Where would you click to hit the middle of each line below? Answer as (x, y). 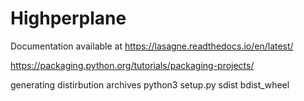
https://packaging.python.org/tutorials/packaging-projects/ (132, 65)
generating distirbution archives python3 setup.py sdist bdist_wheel (150, 84)
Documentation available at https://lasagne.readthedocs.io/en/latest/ (152, 46)
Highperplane (68, 18)
